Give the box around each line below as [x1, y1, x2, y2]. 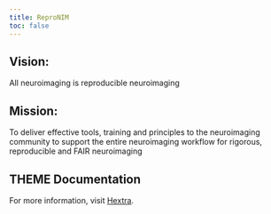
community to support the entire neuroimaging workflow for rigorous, [9, 137, 263, 147]
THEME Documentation [9, 171, 142, 186]
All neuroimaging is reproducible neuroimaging [9, 77, 180, 89]
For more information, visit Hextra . [9, 194, 135, 205]
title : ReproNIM [9, 12, 69, 22]
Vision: [9, 54, 50, 69]
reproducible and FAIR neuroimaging [9, 146, 143, 156]
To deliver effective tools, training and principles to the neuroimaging [9, 127, 261, 138]
